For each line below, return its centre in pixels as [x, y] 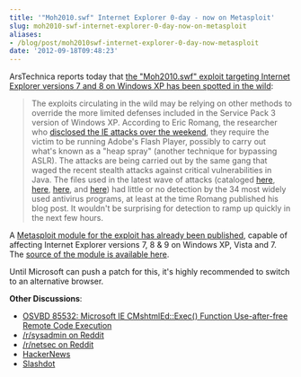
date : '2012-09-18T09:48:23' [64, 51]
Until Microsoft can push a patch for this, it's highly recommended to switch [150, 272]
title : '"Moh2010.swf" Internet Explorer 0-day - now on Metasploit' [142, 18]
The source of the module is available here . [89, 254]
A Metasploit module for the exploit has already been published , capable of [148, 235]
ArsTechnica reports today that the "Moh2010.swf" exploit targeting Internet [150, 76]
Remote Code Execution [67, 326]
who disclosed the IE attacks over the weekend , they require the [150, 132]
